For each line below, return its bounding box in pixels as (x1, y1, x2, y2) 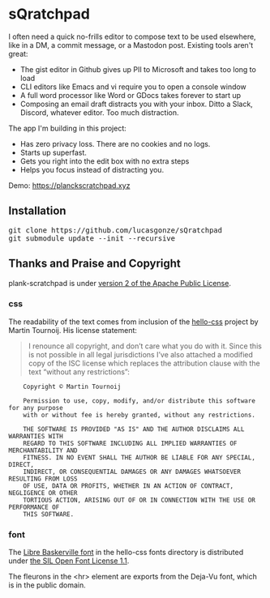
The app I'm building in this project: (8, 123, 127, 133)
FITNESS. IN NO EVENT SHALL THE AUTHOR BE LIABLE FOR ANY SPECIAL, (23, 453, 255, 462)
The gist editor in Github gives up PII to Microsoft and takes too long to (19, 64, 257, 74)
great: (8, 49, 28, 58)
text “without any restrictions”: (28, 366, 130, 377)
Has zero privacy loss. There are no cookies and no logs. (19, 139, 211, 148)
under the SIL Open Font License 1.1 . (8, 556, 130, 566)
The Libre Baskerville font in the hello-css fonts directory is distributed (8, 548, 244, 557)
